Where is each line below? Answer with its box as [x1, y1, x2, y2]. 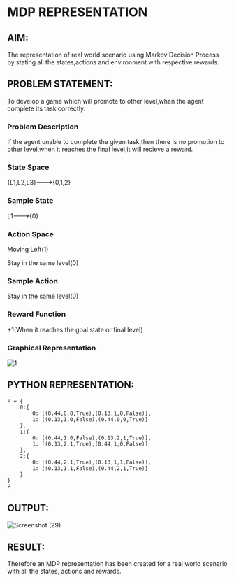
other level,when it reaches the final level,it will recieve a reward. [7, 145, 193, 154]
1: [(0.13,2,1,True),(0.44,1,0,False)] [32, 440, 149, 448]
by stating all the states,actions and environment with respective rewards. [7, 58, 220, 66]
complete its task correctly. [7, 104, 86, 113]
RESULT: [7, 541, 45, 553]
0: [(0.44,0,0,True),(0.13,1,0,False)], [32, 410, 152, 417]
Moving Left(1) [7, 246, 49, 253]
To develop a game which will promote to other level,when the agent [7, 97, 204, 105]
